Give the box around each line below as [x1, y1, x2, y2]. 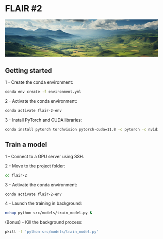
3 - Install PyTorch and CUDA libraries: [5, 117, 82, 123]
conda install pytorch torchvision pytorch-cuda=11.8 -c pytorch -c [5, 127, 147, 132]
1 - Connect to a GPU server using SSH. [5, 153, 84, 159]
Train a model [5, 141, 47, 149]
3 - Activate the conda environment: [5, 182, 78, 187]
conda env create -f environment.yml [5, 90, 81, 94]
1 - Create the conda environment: [5, 79, 74, 85]
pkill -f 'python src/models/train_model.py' [5, 229, 98, 234]
